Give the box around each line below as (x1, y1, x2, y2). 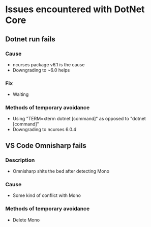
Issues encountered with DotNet (5, 4, 145, 15)
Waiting (12, 91, 29, 97)
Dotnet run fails (5, 35, 55, 43)
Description (5, 157, 35, 164)
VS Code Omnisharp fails (5, 141, 86, 150)
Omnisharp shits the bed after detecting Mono (12, 168, 110, 174)
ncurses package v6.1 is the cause (12, 61, 85, 67)
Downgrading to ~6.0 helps (12, 67, 70, 73)
